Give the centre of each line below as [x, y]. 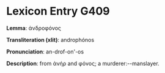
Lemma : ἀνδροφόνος [34, 28]
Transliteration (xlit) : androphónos [50, 40]
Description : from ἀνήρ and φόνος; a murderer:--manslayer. [83, 63]
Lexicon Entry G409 [58, 11]
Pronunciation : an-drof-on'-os [45, 51]
